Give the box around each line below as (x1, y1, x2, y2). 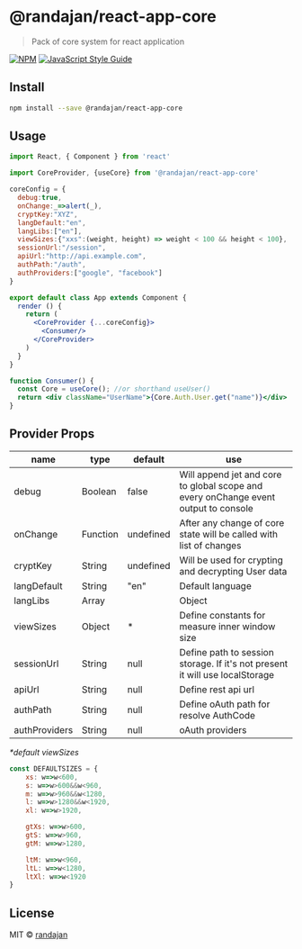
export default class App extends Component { (9, 293, 187, 303)
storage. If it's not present (179, 657, 289, 670)
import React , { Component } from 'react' (9, 152, 171, 161)
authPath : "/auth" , (17, 260, 87, 269)
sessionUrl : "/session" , (17, 243, 106, 253)
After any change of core (179, 516, 285, 529)
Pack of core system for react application (31, 36, 185, 47)
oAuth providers (179, 723, 247, 736)
